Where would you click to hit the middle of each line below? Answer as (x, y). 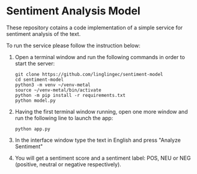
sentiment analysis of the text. (44, 33)
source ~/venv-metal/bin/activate (58, 90)
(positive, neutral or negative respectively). (68, 164)
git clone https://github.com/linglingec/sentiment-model (89, 74)
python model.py (35, 100)
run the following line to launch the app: (64, 118)
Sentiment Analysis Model (73, 11)
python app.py (32, 129)
